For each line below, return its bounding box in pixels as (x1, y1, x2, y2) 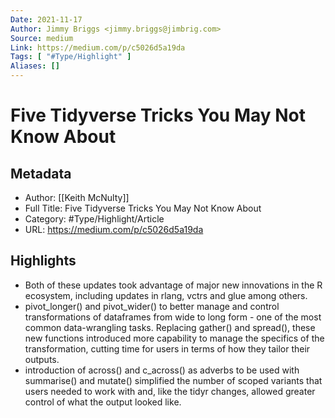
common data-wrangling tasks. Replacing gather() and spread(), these (24, 321, 316, 333)
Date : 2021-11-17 (10, 14, 83, 25)
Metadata (10, 165, 72, 182)
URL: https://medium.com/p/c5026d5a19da (24, 224, 204, 235)
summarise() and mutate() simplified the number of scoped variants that (24, 374, 323, 386)
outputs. (24, 353, 60, 365)
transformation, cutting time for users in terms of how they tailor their (24, 342, 311, 355)
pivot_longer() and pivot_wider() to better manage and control (24, 300, 280, 312)
